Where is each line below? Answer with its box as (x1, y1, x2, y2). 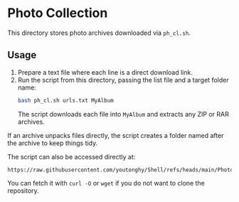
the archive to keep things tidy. (7, 139, 98, 147)
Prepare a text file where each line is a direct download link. (17, 68, 193, 76)
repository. (7, 186, 39, 195)
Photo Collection (7, 5, 108, 21)
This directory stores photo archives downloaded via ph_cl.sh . (7, 28, 191, 37)
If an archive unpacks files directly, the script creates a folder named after (7, 131, 224, 139)
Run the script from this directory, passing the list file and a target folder (17, 75, 229, 84)
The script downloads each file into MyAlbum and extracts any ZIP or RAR (17, 110, 229, 118)
